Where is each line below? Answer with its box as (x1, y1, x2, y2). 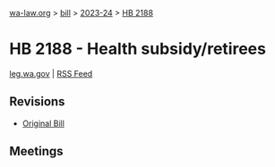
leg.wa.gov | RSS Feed (9, 68, 93, 79)
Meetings (9, 144, 64, 159)
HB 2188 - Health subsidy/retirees (9, 39, 267, 59)
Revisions (9, 94, 65, 110)
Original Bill (21, 118, 65, 129)
